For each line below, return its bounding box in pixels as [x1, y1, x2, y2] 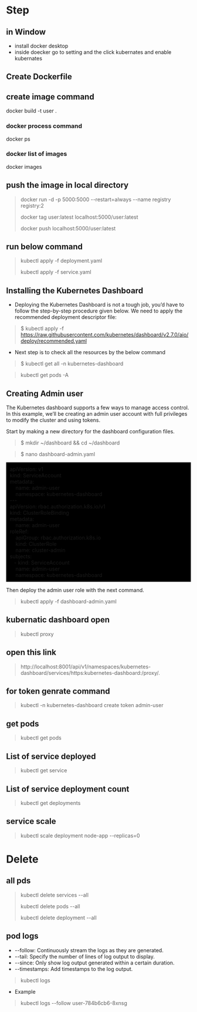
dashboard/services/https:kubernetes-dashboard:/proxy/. [20, 669, 160, 676]
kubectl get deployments [20, 799, 81, 806]
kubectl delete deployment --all [20, 914, 97, 921]
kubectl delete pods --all [20, 902, 80, 909]
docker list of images [6, 150, 67, 158]
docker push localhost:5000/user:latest [20, 225, 116, 232]
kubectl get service [20, 767, 67, 774]
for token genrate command [6, 687, 110, 697]
